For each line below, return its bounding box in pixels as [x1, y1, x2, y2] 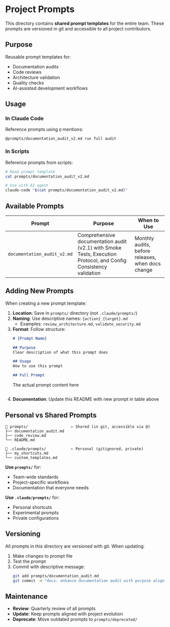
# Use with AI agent [5, 183, 49, 188]
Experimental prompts [12, 510, 59, 516]
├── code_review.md [5, 433, 47, 438]
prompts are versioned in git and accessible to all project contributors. [5, 25, 152, 31]
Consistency [77, 263, 107, 270]
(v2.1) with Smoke [77, 244, 122, 252]
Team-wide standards [12, 474, 59, 480]
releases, [134, 254, 156, 261]
